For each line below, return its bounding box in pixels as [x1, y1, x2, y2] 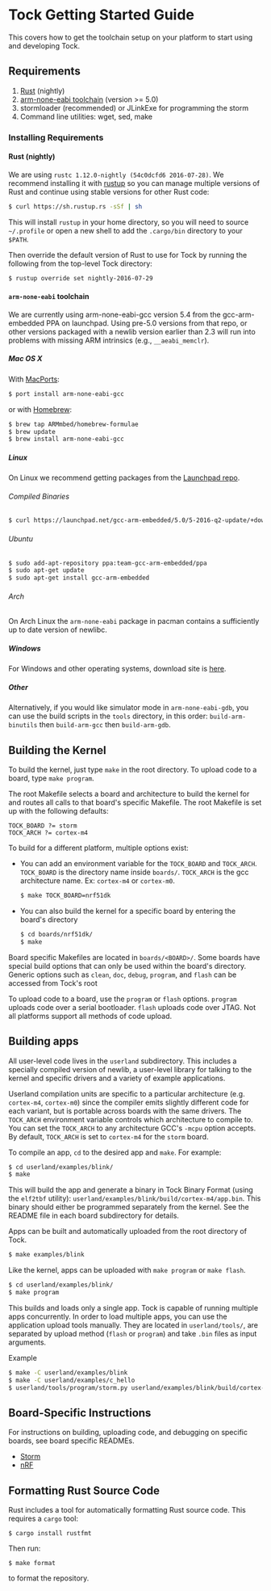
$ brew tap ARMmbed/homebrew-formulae [8, 420, 139, 428]
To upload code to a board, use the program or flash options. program [8, 994, 237, 1004]
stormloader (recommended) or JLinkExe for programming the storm [19, 103, 248, 112]
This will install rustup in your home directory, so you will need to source [8, 217, 249, 227]
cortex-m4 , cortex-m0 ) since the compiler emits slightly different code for [8, 1097, 249, 1107]
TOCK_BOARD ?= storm [8, 822, 78, 830]
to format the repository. [8, 1573, 90, 1583]
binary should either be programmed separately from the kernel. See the [8, 1202, 249, 1212]
